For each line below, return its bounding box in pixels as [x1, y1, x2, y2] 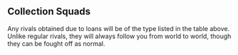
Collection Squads [7, 6, 91, 18]
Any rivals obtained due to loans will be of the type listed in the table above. [7, 24, 230, 32]
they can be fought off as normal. [7, 39, 105, 48]
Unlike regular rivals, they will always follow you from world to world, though [7, 32, 232, 40]
